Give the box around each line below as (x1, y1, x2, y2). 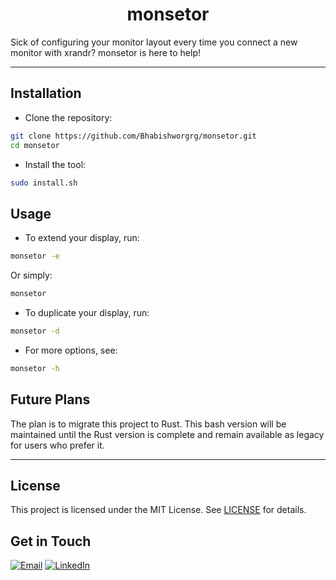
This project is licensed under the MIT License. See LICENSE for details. (10, 504, 307, 516)
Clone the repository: (24, 111, 113, 123)
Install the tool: (24, 158, 87, 170)
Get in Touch (10, 533, 92, 550)
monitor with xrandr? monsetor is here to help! (10, 46, 202, 58)
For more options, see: (24, 344, 118, 356)
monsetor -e (10, 251, 60, 262)
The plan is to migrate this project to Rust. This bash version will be (10, 418, 287, 430)
